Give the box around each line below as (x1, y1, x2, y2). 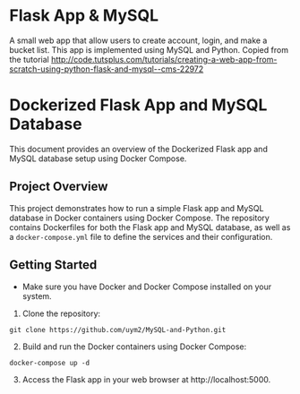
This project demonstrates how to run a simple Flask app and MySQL (9, 202, 264, 213)
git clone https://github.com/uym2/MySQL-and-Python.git (9, 325, 227, 334)
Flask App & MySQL (9, 5, 159, 26)
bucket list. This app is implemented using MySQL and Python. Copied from (9, 44, 289, 55)
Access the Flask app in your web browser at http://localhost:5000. (21, 373, 271, 385)
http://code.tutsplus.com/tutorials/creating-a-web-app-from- (50, 54, 278, 64)
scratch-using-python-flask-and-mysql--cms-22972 (9, 64, 204, 74)
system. (21, 290, 52, 301)
